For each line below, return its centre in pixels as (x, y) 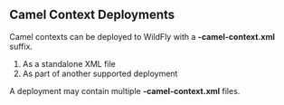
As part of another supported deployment (100, 73)
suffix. (21, 46)
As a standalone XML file (69, 63)
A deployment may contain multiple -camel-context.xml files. (125, 91)
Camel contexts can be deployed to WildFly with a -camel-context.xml (142, 36)
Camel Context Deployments (92, 15)
